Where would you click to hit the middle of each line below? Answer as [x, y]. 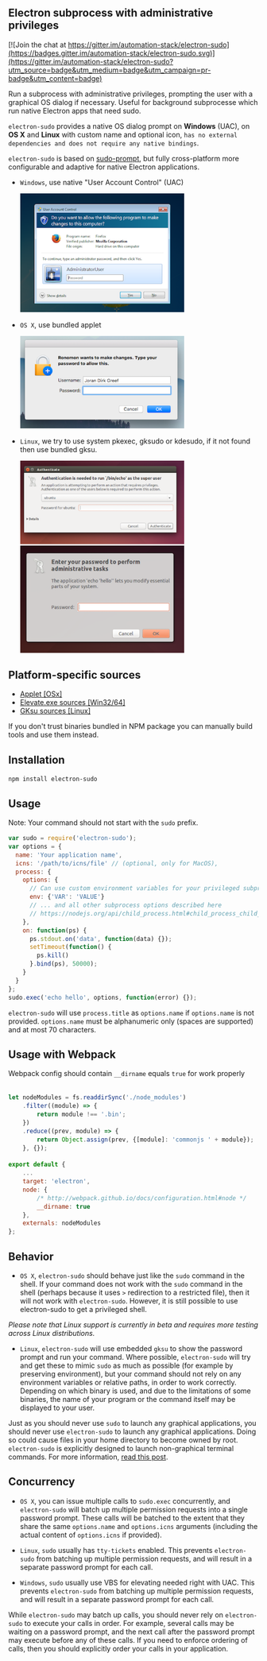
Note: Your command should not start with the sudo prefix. [103, 823]
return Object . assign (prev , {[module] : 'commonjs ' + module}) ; [145, 1140]
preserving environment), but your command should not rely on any [130, 1373]
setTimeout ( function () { [70, 947]
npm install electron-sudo [53, 779]
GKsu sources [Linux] [55, 711]
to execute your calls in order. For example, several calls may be [129, 1623]
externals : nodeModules [62, 1223]
